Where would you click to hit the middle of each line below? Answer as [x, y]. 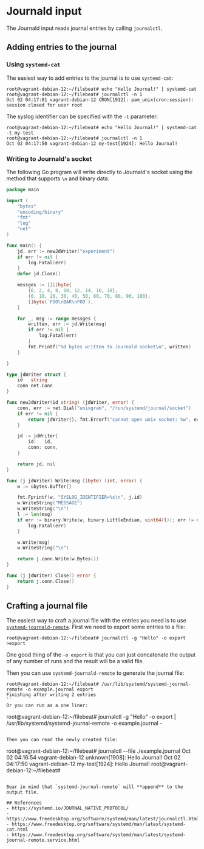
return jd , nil [36, 464]
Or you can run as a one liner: [47, 706]
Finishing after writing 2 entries [51, 695]
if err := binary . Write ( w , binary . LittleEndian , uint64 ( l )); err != [106, 520]
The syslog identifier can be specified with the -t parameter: [82, 116]
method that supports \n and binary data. [58, 178]
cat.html [17, 830]
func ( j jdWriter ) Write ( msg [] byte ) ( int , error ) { [74, 481]
